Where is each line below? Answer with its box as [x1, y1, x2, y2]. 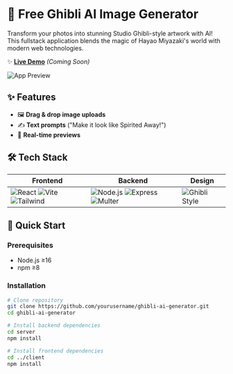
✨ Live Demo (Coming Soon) [7, 57, 90, 65]
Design [190, 176, 214, 185]
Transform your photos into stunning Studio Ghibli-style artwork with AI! [7, 29, 213, 37]
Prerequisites [7, 240, 53, 250]
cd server [7, 329, 36, 336]
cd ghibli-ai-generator [7, 309, 76, 316]
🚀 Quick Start [7, 219, 66, 231]
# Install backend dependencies [7, 322, 101, 329]
